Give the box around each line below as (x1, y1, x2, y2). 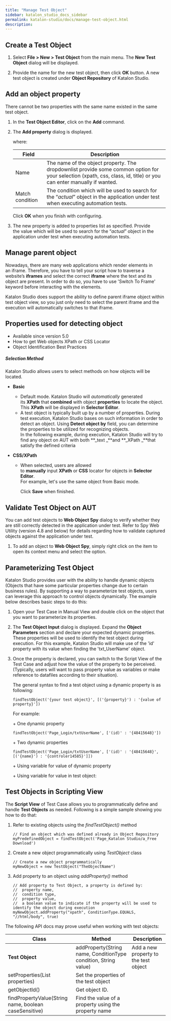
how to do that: (5, 812, 37, 818)
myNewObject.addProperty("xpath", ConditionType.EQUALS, (12, 909, 136, 915)
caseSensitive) (8, 1007, 43, 1014)
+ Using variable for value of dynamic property (12, 763, 111, 769)
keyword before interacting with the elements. (5, 283, 102, 290)
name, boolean (8, 1001, 44, 1008)
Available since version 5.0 (12, 333, 69, 339)
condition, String (75, 957, 116, 964)
